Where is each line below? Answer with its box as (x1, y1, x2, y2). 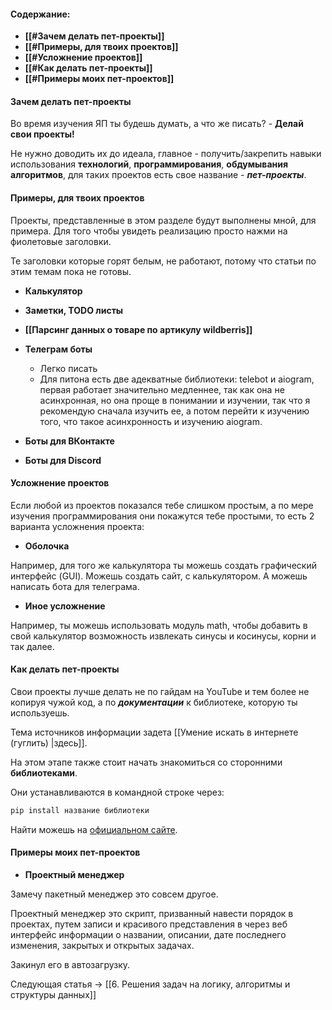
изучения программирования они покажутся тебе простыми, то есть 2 (10, 510, 315, 522)
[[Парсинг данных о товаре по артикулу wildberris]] (24, 323, 253, 335)
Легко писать (39, 362, 98, 374)
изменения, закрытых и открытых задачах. (10, 940, 195, 952)
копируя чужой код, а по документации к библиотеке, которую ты (10, 696, 298, 709)
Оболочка (24, 540, 70, 552)
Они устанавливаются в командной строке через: (10, 786, 225, 799)
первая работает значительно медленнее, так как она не (39, 383, 285, 395)
